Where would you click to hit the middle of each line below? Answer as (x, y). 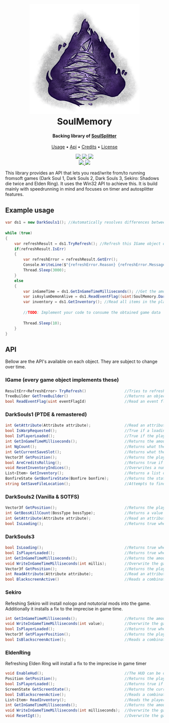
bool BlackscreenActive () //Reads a (75, 579)
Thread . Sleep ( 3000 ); (45, 270)
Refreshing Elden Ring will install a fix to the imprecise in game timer (76, 664)
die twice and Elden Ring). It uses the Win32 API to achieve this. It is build (81, 184)
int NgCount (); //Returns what (81, 446)
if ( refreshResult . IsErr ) (40, 249)
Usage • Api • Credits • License (84, 147)
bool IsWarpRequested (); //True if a (77, 431)
